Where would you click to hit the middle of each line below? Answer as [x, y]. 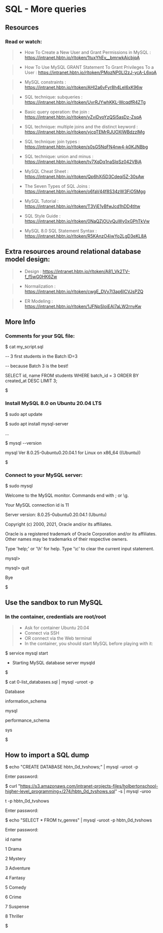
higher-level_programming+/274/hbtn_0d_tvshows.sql [60, 791]
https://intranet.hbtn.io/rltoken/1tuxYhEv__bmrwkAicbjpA [82, 58]
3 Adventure [18, 868]
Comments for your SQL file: [40, 336]
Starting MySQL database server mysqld [54, 662]
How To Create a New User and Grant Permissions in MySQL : [88, 52]
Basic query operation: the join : [57, 112]
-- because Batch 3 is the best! [37, 366]
